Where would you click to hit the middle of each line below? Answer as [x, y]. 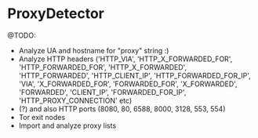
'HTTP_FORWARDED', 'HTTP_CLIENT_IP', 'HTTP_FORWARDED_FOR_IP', [135, 75]
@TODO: [22, 35]
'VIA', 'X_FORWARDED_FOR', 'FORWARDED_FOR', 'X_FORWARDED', [128, 84]
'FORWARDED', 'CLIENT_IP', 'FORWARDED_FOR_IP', [102, 92]
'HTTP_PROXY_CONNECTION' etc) [75, 100]
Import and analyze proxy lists [67, 125]
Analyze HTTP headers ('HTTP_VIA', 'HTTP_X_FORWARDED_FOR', [125, 59]
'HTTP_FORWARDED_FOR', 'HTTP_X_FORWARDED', [103, 67]
